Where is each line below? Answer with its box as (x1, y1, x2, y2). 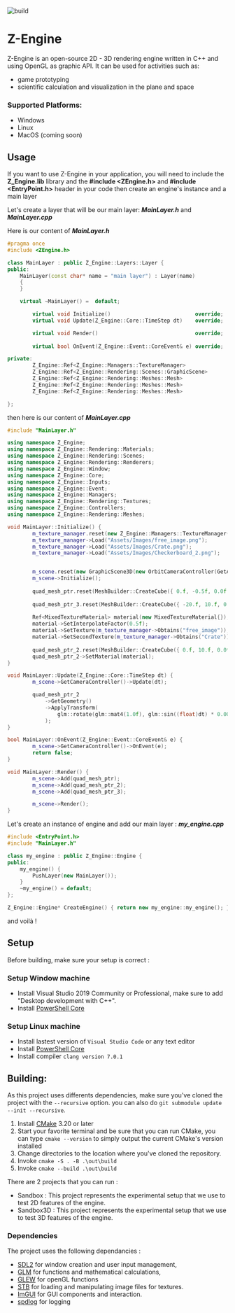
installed (17, 1142, 42, 1151)
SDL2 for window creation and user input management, (17, 1261, 177, 1269)
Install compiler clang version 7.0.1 (17, 1052, 123, 1060)
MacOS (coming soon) (17, 131, 83, 139)
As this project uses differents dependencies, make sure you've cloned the (7, 1091, 223, 1100)
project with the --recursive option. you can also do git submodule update (7, 1099, 222, 1107)
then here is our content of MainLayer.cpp (7, 413, 131, 421)
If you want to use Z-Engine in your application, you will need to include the (7, 170, 225, 178)
